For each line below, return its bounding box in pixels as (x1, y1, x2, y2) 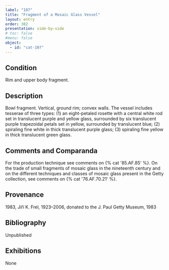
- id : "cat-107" (10, 45, 44, 50)
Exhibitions (5, 247, 41, 255)
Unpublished (5, 232, 32, 238)
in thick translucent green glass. (5, 132, 72, 138)
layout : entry (5, 17, 35, 22)
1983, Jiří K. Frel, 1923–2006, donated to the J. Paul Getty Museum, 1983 (5, 204, 156, 210)
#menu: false (5, 36, 33, 41)
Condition (5, 64, 37, 72)
